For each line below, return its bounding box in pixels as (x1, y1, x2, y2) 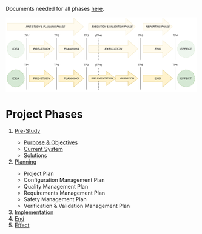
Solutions (23, 152, 47, 159)
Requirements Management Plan (23, 189, 106, 196)
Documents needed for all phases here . (5, 5, 104, 12)
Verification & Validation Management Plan (23, 202, 130, 210)
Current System (23, 145, 63, 153)
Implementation (14, 209, 54, 216)
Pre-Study (14, 127, 41, 135)
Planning (14, 158, 37, 165)
